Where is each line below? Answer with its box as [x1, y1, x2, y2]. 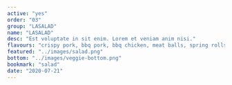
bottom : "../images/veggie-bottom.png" [7, 55, 122, 62]
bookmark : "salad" [7, 61, 60, 68]
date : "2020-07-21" [7, 67, 64, 74]
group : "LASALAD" [7, 23, 57, 29]
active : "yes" [7, 10, 48, 17]
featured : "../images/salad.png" [7, 49, 104, 56]
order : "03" [7, 16, 41, 23]
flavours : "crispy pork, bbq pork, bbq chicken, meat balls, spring [7, 42, 209, 49]
